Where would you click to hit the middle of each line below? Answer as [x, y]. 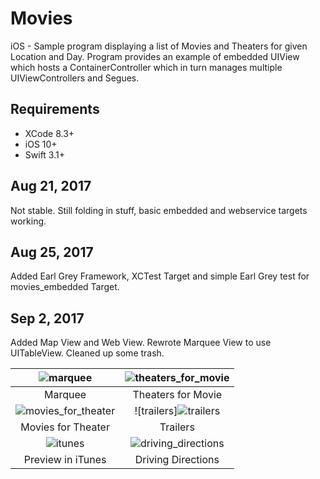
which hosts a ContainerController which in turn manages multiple [146, 67]
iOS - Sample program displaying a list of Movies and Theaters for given [159, 46]
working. [28, 221]
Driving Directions [177, 460]
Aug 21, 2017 [51, 186]
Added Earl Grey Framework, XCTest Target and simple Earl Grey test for [160, 276]
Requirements [55, 109]
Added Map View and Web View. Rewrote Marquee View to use [141, 343]
